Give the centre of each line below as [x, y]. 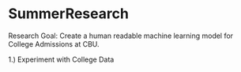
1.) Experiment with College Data [61, 59]
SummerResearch [68, 14]
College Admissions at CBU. [54, 44]
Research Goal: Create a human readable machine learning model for [121, 36]
